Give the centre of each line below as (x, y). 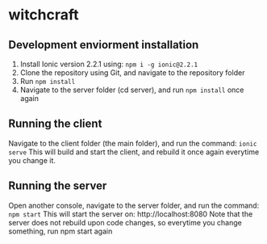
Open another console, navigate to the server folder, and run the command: (134, 205)
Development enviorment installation (104, 45)
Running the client (55, 124)
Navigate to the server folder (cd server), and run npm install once (132, 90)
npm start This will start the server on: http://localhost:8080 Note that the (131, 214)
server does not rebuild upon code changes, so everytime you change (125, 222)
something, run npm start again (60, 231)
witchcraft (44, 15)
